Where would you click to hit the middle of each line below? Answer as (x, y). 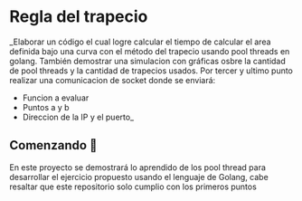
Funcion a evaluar (56, 98)
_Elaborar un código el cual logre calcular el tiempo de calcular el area (140, 42)
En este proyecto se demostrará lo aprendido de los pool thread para (138, 167)
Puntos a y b (46, 107)
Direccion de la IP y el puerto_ (78, 117)
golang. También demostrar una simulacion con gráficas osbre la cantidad (148, 61)
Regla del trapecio (79, 17)
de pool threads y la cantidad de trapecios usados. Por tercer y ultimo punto (151, 71)
